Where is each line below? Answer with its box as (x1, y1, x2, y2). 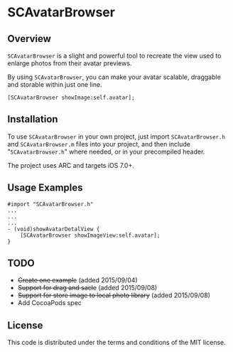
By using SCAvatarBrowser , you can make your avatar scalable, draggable (7, 73, 222, 81)
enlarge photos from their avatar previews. (7, 59, 132, 68)
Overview (7, 33, 52, 45)
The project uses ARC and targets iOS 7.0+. (7, 161, 135, 169)
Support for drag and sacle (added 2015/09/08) (17, 284, 158, 292)
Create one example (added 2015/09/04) (17, 276, 138, 284)
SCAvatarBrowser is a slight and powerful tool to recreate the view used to (7, 51, 222, 60)
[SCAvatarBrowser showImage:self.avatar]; (7, 94, 135, 101)
